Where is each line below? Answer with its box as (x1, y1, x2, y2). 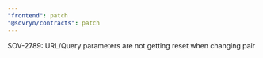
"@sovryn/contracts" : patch (7, 19, 101, 27)
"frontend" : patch (7, 11, 68, 20)
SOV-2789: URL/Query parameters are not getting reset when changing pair (7, 41, 255, 50)
